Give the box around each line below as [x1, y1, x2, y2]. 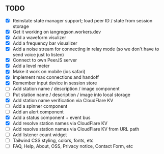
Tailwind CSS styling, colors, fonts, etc [12, 137, 94, 143]
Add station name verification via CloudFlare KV [12, 97, 114, 103]
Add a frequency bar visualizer [12, 40, 77, 46]
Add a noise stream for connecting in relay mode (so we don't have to [12, 46, 159, 52]
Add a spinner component [12, 103, 68, 109]
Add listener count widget [12, 132, 67, 138]
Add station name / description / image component [12, 86, 120, 92]
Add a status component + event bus [12, 114, 91, 120]
